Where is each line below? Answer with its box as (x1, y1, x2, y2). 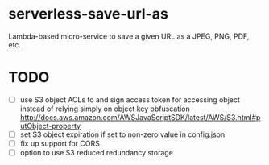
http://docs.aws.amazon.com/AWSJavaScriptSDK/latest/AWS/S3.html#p (19, 112, 261, 122)
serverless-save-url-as (8, 5, 169, 23)
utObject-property (19, 121, 81, 130)
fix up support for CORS (19, 138, 101, 148)
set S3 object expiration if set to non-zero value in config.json (19, 130, 226, 139)
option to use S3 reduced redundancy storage (19, 148, 173, 158)
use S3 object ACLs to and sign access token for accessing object (19, 94, 240, 105)
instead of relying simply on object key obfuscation (19, 104, 191, 113)
